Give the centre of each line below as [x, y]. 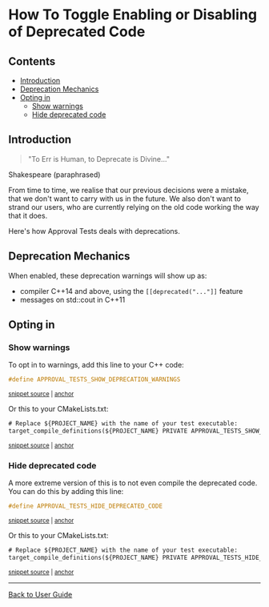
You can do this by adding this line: [66, 492]
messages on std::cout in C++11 [72, 299]
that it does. [28, 215]
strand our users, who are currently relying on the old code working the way [134, 207]
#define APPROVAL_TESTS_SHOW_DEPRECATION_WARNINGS [94, 380]
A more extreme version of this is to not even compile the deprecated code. [133, 483]
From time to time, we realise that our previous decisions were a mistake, [128, 190]
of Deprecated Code [77, 32]
